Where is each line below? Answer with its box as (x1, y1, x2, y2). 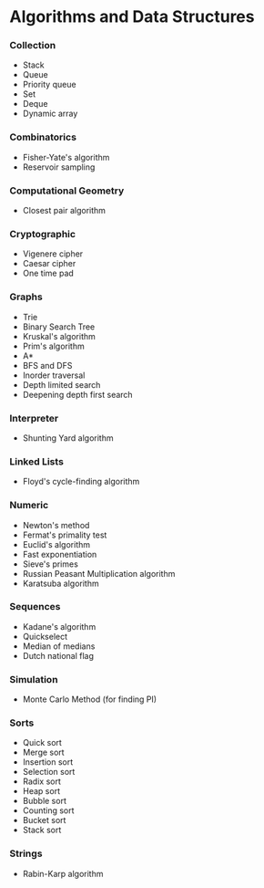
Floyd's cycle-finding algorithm (22, 476, 140, 487)
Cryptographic (9, 228, 76, 240)
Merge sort (22, 747, 66, 758)
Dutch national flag (22, 650, 94, 661)
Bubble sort (22, 796, 66, 807)
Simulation (9, 673, 58, 685)
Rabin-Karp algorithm (22, 868, 104, 879)
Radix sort (22, 776, 61, 787)
